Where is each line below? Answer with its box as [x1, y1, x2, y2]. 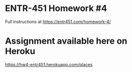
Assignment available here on [5, 36, 128, 47]
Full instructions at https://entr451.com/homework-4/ [5, 19, 111, 24]
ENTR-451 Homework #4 [5, 3, 107, 14]
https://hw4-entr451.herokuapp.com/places [5, 61, 93, 67]
